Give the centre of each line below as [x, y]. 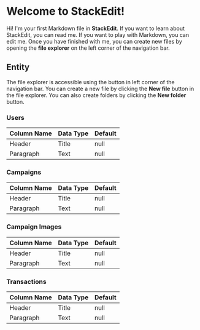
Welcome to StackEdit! [65, 11]
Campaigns [24, 172]
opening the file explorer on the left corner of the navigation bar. [88, 48]
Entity [18, 67]
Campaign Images [34, 227]
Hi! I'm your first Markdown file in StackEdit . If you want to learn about [96, 28]
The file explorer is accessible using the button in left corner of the [90, 82]
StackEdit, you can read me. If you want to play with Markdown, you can [98, 34]
